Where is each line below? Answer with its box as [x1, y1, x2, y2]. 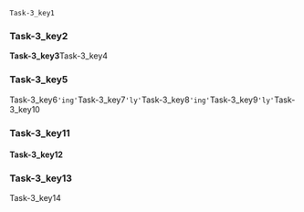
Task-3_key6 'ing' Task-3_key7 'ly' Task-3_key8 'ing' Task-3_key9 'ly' [9, 94, 275, 105]
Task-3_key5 [9, 73, 68, 86]
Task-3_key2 [9, 29, 68, 42]
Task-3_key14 [9, 193, 61, 204]
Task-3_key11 [9, 126, 70, 139]
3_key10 [9, 103, 41, 114]
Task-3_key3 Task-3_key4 [9, 50, 108, 61]
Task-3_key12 [9, 149, 64, 160]
